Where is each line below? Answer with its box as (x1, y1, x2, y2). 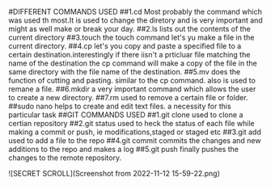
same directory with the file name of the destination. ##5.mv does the (8, 67, 241, 76)
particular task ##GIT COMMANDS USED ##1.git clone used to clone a (8, 110, 243, 120)
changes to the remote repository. (8, 153, 122, 163)
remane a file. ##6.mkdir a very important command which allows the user (8, 84, 256, 94)
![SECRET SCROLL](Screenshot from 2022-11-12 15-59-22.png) (8, 169, 221, 178)
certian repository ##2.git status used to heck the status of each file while (8, 119, 255, 128)
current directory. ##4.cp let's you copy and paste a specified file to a (8, 41, 242, 51)
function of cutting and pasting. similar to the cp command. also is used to (8, 76, 256, 85)
